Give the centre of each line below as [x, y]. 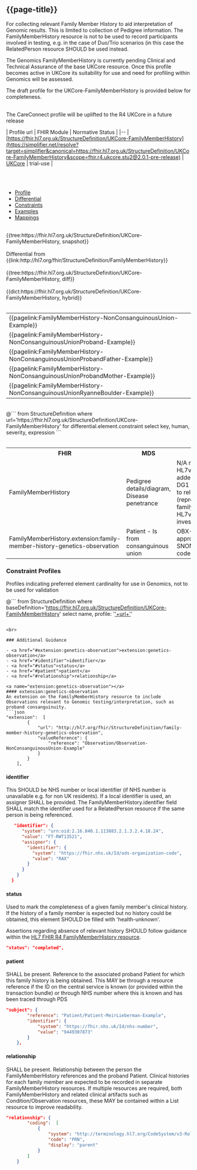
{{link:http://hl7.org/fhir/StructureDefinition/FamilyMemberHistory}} [87, 260]
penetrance [142, 503]
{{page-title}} [32, 10]
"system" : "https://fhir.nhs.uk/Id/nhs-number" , [98, 1026]
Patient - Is [142, 531]
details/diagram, [149, 488]
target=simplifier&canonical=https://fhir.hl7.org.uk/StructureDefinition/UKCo [98, 151]
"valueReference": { [62, 738]
